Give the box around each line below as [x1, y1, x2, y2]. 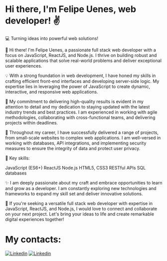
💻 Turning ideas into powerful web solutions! [5, 35, 99, 41]
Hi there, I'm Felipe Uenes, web [5, 3, 136, 15]
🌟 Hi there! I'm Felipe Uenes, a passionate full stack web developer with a [5, 46, 156, 53]
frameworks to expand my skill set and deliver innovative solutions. [5, 190, 143, 196]
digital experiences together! [5, 216, 64, 222]
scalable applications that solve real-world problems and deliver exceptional [5, 57, 162, 63]
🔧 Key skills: [5, 155, 30, 161]
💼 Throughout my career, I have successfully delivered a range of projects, [5, 129, 159, 135]
